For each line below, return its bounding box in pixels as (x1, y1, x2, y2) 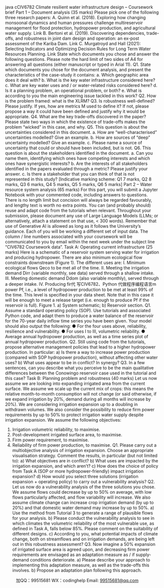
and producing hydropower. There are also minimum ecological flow (5, 255, 143, 260)
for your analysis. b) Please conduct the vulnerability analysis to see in (12, 515, 155, 521)
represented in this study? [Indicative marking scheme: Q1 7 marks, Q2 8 (5, 176, 152, 182)
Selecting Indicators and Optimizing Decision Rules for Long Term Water (5, 46, 151, 52)
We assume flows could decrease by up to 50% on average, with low (12, 489, 152, 495)
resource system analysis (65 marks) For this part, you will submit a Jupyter (5, 187, 158, 192)
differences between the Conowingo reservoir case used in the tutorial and (5, 370, 157, 376)
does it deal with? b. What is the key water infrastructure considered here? (5, 77, 156, 83)
